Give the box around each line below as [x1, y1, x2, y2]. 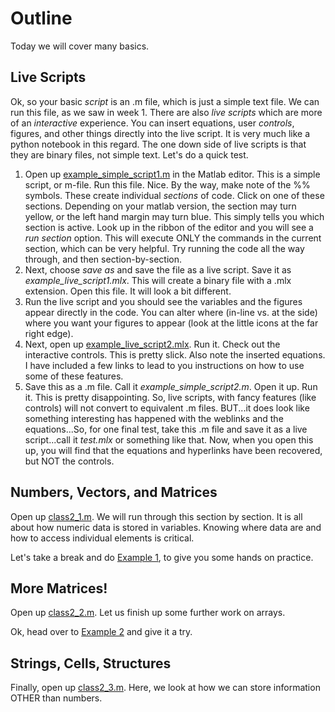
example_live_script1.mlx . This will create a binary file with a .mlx [24, 274, 292, 286]
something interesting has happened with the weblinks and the [24, 412, 284, 424]
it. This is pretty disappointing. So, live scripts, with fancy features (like [24, 391, 317, 403]
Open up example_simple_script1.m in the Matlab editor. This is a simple [24, 168, 321, 180]
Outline [10, 7, 73, 30]
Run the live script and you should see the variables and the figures [24, 295, 303, 307]
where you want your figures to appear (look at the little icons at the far [24, 317, 319, 329]
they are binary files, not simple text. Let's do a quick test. [10, 148, 249, 161]
